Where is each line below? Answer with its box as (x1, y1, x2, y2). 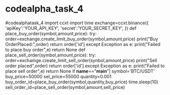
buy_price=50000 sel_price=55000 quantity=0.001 (5, 73, 112, 79)
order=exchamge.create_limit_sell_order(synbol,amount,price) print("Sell (5, 57, 157, 63)
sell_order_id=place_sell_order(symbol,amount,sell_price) (5, 84, 125, 90)
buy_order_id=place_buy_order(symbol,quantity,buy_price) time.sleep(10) (5, 79, 158, 85)
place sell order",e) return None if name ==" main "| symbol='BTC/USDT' (5, 68, 155, 74)
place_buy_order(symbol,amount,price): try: (5, 30, 97, 36)
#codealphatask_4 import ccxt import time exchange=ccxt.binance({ (5, 20, 149, 26)
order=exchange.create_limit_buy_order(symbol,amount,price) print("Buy (5, 36, 158, 42)
